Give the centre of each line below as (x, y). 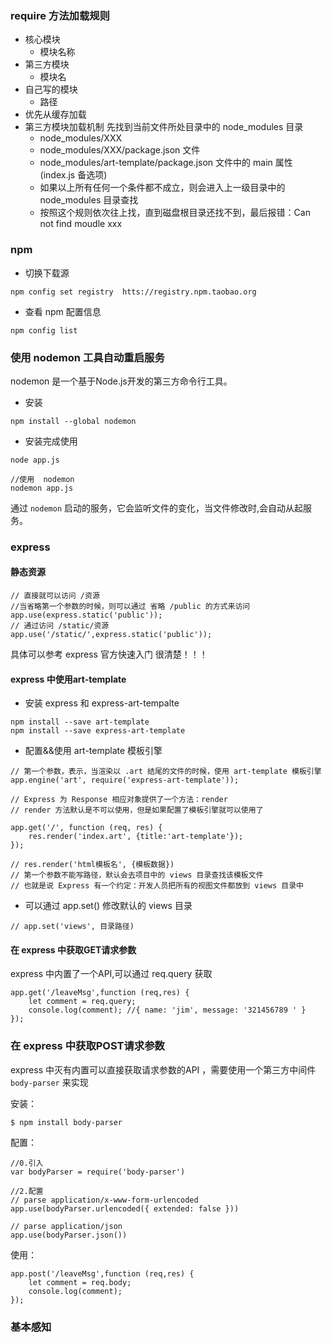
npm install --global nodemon (73, 421)
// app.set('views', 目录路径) (72, 927)
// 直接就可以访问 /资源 (55, 596)
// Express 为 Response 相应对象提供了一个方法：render (119, 800)
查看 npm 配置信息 (63, 311)
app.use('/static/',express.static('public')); (111, 635)
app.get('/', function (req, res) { (86, 828)
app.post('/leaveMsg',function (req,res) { (102, 1273)
